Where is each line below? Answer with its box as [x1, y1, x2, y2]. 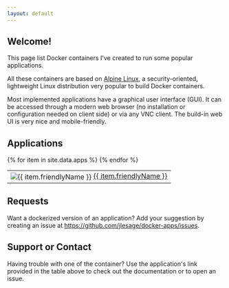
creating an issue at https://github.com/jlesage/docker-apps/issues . [7, 221, 200, 229]
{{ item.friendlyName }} [93, 171, 168, 181]
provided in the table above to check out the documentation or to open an [7, 267, 217, 275]
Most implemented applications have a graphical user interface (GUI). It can [7, 95, 222, 104]
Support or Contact [7, 241, 91, 253]
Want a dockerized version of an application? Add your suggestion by [7, 213, 204, 222]
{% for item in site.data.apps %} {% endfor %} [7, 156, 139, 164]
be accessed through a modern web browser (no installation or [7, 103, 186, 111]
